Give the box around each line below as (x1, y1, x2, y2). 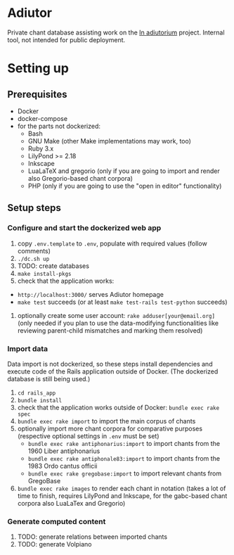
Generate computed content (7, 516, 106, 526)
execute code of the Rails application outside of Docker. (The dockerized (7, 367, 219, 376)
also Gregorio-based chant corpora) (27, 174, 134, 182)
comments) (17, 246, 51, 255)
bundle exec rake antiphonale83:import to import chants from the (27, 454, 220, 462)
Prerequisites (7, 88, 67, 100)
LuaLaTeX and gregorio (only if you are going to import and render (27, 167, 220, 175)
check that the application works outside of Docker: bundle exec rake (17, 403, 220, 412)
